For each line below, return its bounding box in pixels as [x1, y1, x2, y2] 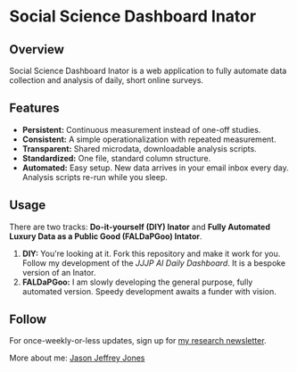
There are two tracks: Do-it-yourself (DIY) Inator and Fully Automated [9, 221, 270, 232]
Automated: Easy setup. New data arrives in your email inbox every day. [21, 162, 290, 173]
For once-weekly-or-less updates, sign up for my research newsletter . [9, 335, 267, 346]
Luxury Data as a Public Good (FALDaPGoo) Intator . [9, 230, 202, 242]
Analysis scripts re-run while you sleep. [21, 171, 168, 182]
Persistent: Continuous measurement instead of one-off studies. [21, 124, 261, 135]
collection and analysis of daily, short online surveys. [9, 75, 203, 86]
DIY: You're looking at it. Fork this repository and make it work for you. [21, 248, 281, 259]
